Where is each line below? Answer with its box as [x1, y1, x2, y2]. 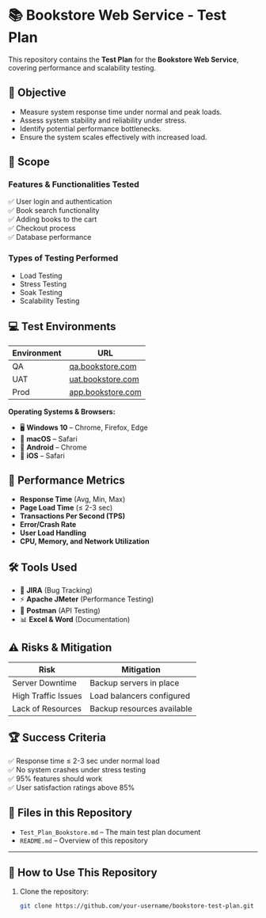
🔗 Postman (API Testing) [19, 606, 101, 616]
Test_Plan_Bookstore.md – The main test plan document [19, 827, 201, 836]
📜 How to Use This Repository [8, 866, 158, 879]
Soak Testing [19, 287, 63, 297]
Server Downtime [12, 677, 78, 688]
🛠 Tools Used [8, 560, 78, 574]
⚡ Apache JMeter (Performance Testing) [19, 594, 154, 604]
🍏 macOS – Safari [19, 434, 78, 443]
